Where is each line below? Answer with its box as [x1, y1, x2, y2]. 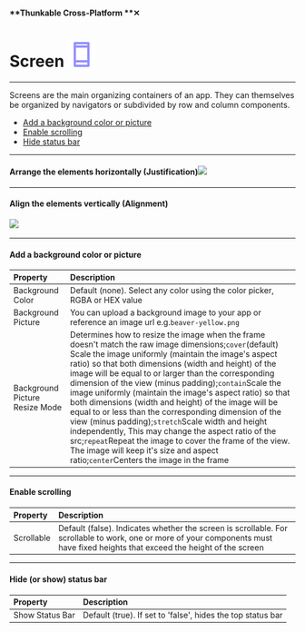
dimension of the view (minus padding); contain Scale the [69, 378, 281, 389]
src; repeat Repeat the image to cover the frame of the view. [69, 436, 290, 447]
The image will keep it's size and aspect [69, 445, 220, 456]
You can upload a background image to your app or [69, 307, 261, 318]
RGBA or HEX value [69, 294, 143, 305]
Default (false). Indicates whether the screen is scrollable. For [58, 522, 288, 533]
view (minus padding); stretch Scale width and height [69, 416, 268, 427]
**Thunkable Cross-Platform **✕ [9, 7, 141, 18]
